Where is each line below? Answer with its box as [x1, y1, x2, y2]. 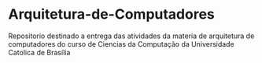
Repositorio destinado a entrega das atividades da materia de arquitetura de [8, 31, 255, 40]
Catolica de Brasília [8, 47, 71, 57]
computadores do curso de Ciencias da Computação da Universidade [8, 39, 234, 48]
